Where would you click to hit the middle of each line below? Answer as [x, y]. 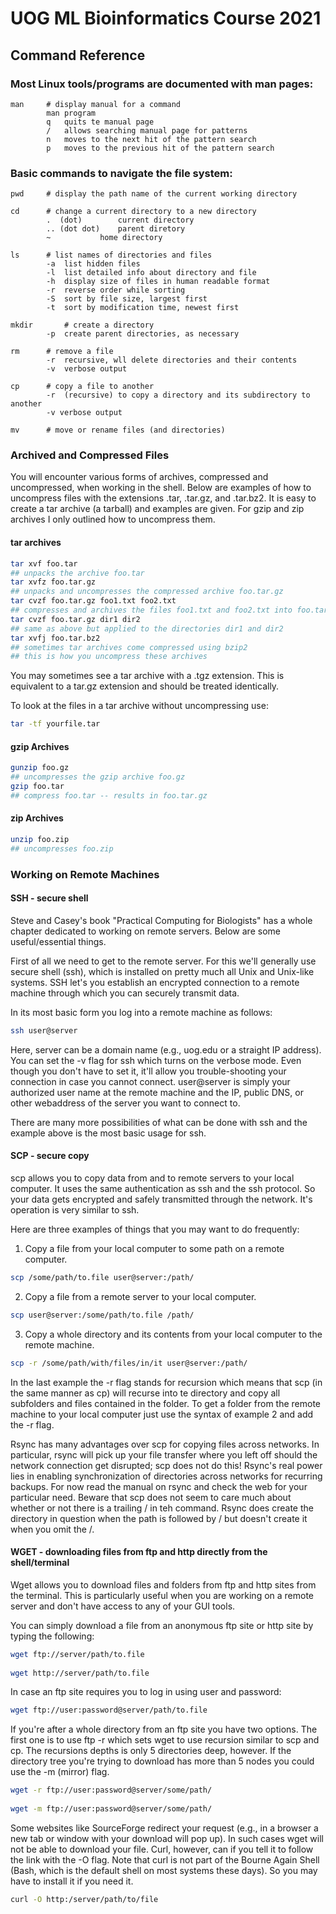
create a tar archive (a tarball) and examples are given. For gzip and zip [157, 509]
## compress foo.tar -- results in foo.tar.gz [109, 796]
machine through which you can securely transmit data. [125, 993]
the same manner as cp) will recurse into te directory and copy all [145, 1393]
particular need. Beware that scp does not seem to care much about [151, 1497]
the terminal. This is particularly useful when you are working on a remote [162, 1595]
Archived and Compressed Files [90, 455]
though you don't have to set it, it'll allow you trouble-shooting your [148, 1071]
